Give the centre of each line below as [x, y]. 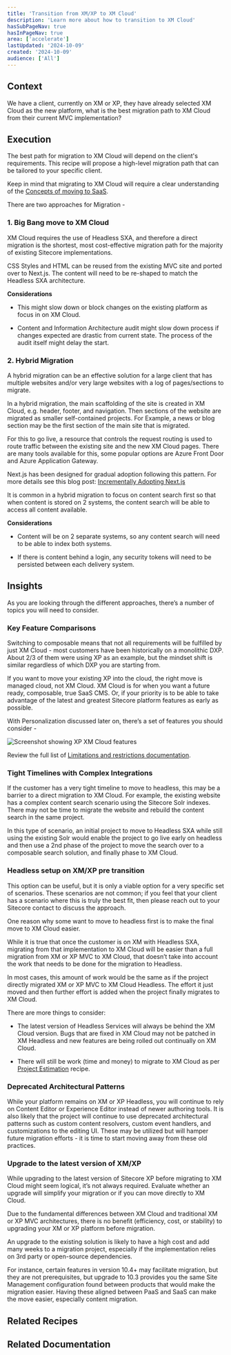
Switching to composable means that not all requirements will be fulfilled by [114, 643]
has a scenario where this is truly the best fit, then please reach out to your [114, 900]
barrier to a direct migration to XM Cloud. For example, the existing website [114, 795]
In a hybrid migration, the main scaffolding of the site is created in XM [106, 403]
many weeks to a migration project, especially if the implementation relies [111, 1249]
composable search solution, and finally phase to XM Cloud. [92, 852]
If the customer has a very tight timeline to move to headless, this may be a [114, 788]
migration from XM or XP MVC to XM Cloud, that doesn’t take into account [113, 956]
